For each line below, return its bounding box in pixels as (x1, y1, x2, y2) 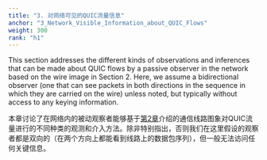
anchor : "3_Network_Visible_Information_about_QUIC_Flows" (8, 19, 208, 27)
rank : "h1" (8, 33, 44, 42)
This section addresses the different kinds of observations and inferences (8, 55, 250, 65)
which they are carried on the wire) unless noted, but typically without (8, 89, 238, 99)
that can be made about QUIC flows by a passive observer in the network (8, 64, 249, 74)
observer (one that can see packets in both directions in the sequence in (8, 81, 246, 90)
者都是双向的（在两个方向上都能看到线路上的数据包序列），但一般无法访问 (8, 134, 249, 143)
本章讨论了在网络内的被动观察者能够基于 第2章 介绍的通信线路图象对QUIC (8, 114, 246, 124)
